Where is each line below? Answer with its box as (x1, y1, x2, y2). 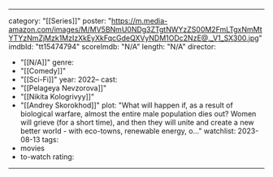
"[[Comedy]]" (19, 66, 67, 75)
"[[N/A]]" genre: (19, 57, 75, 67)
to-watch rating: (19, 152, 75, 162)
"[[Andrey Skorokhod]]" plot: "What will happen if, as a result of (19, 100, 233, 110)
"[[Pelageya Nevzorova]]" (19, 83, 107, 93)
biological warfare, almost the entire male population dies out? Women (19, 109, 257, 118)
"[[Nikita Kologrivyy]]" (19, 92, 95, 101)
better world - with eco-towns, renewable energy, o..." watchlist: (19, 126, 236, 136)
